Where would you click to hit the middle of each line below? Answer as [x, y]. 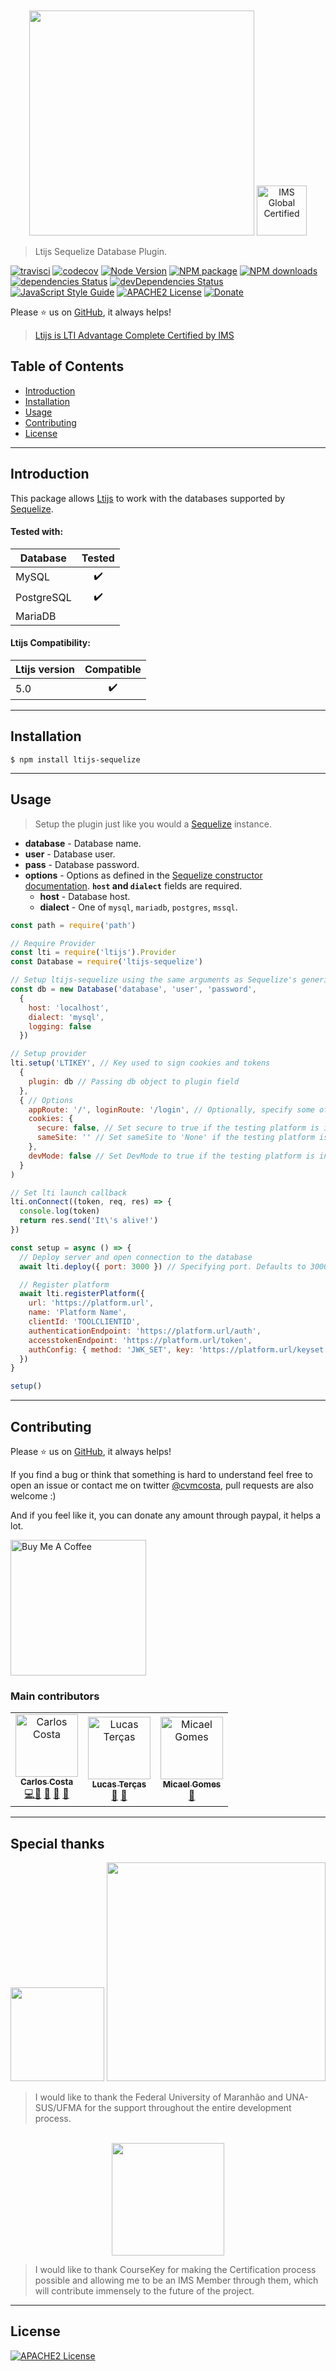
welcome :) [33, 1495]
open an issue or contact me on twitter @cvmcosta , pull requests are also [162, 1485]
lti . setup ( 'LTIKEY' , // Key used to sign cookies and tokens [140, 1063]
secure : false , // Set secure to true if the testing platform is [178, 1128]
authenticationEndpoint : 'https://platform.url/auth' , [145, 1331]
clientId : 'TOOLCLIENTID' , [84, 1322]
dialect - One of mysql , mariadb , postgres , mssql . [138, 907]
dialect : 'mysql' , [66, 1017]
